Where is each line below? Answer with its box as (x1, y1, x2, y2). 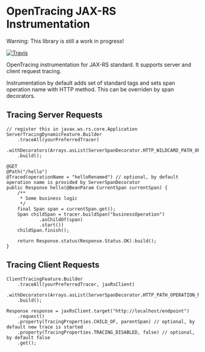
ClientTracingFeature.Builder (6, 276, 84, 282)
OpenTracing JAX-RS (6, 4, 117, 18)
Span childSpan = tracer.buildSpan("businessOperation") (17, 211, 165, 217)
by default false (6, 334, 51, 340)
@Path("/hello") (6, 169, 48, 175)
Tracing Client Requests (6, 260, 99, 270)
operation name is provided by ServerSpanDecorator (6, 179, 140, 185)
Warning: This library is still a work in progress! (6, 37, 124, 44)
